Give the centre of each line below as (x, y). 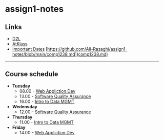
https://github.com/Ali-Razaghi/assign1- (87, 49)
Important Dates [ (30, 49)
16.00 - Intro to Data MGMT (47, 101)
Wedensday (25, 106)
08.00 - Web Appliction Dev (47, 91)
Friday (19, 127)
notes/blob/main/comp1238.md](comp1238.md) (60, 54)
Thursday (22, 117)
